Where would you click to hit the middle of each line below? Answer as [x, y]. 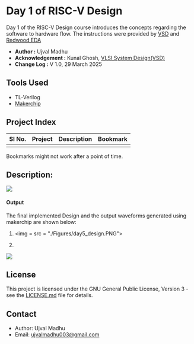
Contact [21, 314]
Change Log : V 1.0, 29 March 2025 [58, 64]
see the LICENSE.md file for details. [50, 295]
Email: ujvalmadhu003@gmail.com [57, 334]
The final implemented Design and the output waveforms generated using [96, 216]
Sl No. [18, 139]
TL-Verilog [27, 97]
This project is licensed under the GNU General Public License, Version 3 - [97, 289]
